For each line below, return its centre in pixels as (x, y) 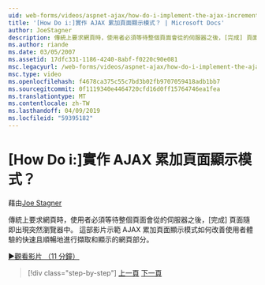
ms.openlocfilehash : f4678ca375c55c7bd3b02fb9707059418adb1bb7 (114, 81)
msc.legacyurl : (33, 67)
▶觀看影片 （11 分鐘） (44, 256)
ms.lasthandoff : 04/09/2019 (54, 111)
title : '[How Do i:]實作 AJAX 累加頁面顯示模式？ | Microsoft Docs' (116, 23)
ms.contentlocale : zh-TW (49, 103)
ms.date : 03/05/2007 (42, 52)
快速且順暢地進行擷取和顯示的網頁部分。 (88, 239)
